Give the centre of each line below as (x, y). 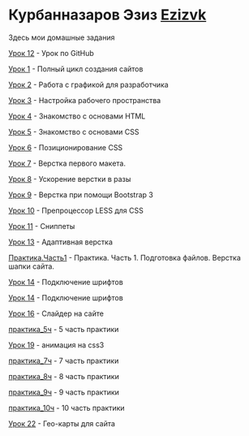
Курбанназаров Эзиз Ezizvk (107, 15)
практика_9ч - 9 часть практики (64, 392)
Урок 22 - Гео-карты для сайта (62, 423)
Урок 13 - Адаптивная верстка (61, 242)
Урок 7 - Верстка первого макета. (67, 163)
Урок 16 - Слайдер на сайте (56, 313)
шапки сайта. (32, 266)
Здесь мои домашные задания (62, 37)
